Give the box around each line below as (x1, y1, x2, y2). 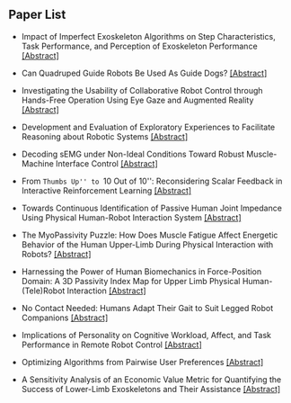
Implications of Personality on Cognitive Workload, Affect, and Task (21, 329, 271, 340)
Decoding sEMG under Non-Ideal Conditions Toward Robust (21, 148, 244, 159)
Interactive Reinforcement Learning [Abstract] (21, 184, 192, 196)
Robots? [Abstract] (21, 248, 92, 259)
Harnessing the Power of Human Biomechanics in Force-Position (21, 265, 262, 277)
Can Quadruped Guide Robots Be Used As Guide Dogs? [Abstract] (21, 67, 268, 78)
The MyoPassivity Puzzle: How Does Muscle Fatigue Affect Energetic (21, 229, 278, 240)
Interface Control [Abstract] (56, 157, 158, 169)
